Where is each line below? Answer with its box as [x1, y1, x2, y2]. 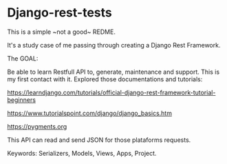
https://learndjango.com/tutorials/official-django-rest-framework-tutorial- [7, 88, 216, 96]
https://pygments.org [7, 122, 67, 130]
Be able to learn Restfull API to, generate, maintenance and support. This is [7, 68, 220, 76]
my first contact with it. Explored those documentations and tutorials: [7, 74, 203, 83]
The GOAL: [7, 54, 39, 63]
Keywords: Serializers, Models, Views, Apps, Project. [7, 149, 157, 157]
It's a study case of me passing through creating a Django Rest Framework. [7, 41, 221, 49]
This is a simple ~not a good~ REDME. [7, 28, 116, 36]
